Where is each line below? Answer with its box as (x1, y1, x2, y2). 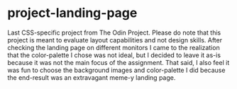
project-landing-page (7, 5, 138, 21)
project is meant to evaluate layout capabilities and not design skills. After (7, 35, 222, 44)
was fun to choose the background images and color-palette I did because (7, 66, 226, 74)
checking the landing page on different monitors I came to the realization (7, 43, 220, 52)
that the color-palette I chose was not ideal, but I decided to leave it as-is (7, 51, 221, 59)
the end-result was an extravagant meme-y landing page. (7, 73, 176, 82)
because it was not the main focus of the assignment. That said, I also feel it (7, 58, 230, 66)
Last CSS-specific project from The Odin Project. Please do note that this (7, 28, 221, 37)
